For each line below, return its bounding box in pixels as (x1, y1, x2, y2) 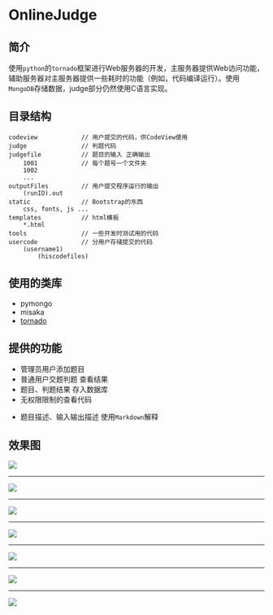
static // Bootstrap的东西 (8, 198, 144, 206)
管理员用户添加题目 (19, 364, 85, 374)
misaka (19, 307, 45, 316)
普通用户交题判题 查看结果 (19, 374, 108, 384)
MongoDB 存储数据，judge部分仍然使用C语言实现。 (8, 84, 172, 93)
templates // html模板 (8, 213, 119, 221)
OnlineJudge (8, 6, 97, 24)
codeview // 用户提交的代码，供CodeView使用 (8, 133, 188, 142)
